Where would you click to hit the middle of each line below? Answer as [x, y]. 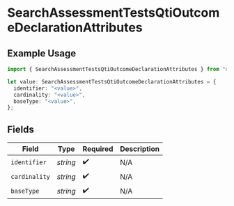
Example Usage [42, 53]
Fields [21, 129]
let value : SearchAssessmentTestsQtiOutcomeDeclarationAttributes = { [112, 81]
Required [98, 149]
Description [140, 149]
